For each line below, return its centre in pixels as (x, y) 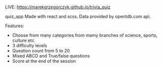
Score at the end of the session (44, 61)
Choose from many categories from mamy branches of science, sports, (85, 35)
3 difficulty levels (30, 45)
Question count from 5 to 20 (41, 51)
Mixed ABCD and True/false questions (51, 56)
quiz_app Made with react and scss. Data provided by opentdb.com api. (78, 16)
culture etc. (24, 40)
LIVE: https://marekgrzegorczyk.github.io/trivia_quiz (58, 7)
